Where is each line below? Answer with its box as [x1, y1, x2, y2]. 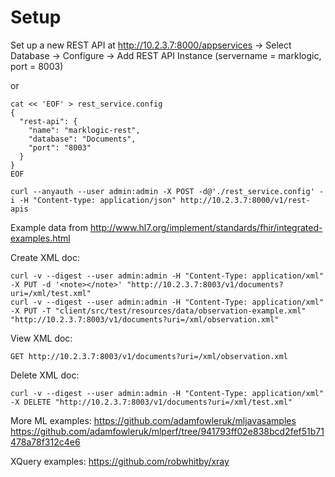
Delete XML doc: [10, 369, 80, 381]
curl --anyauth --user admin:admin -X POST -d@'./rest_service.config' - [10, 186, 325, 196]
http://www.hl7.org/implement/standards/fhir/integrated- [89, 221, 323, 233]
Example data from [10, 221, 89, 233]
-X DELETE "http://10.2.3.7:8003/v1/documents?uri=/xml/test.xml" [10, 397, 293, 407]
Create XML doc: [10, 251, 81, 263]
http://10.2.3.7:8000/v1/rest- [180, 195, 311, 205]
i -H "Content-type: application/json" [10, 195, 177, 205]
